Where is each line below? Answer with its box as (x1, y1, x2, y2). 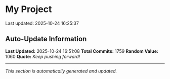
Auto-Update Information (5, 35, 87, 43)
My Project (5, 4, 52, 15)
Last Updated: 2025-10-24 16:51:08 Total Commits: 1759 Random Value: (5, 48, 158, 54)
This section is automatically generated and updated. (5, 68, 117, 74)
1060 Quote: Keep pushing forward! (5, 53, 80, 59)
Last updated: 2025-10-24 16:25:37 (5, 20, 79, 26)
